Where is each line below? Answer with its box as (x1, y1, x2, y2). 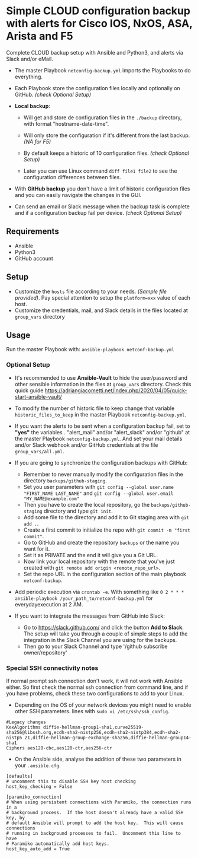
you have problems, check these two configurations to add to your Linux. (6, 689, 184, 697)
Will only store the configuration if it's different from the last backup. (23, 132, 190, 139)
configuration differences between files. (23, 173, 121, 180)
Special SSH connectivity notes (6, 663, 99, 672)
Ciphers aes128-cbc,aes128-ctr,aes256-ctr (6, 745, 112, 751)
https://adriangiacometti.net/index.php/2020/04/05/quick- (44, 387, 187, 394)
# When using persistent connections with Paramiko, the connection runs (6, 799, 192, 805)
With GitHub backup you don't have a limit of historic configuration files (14, 185, 190, 192)
